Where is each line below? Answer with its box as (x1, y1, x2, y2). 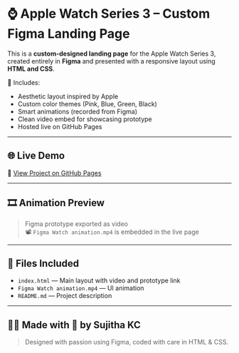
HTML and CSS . (7, 64, 55, 73)
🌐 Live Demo (7, 150, 65, 162)
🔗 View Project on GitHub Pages (7, 168, 102, 177)
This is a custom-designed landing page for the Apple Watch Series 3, (7, 49, 216, 58)
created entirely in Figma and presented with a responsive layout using (7, 56, 216, 65)
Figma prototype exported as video (24, 219, 128, 228)
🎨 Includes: (7, 78, 41, 86)
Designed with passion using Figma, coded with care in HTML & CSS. (24, 338, 229, 347)
